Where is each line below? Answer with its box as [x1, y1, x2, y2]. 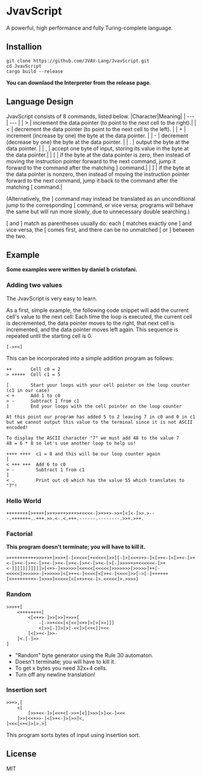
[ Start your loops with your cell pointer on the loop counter [6, 382, 190, 388]
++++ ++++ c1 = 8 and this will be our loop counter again [6, 450, 161, 457]
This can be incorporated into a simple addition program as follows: [6, 354, 174, 362]
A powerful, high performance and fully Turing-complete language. [6, 24, 173, 31]
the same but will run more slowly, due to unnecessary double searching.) [6, 207, 190, 215]
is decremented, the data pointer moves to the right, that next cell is [6, 319, 175, 327]
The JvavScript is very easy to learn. [6, 294, 98, 302]
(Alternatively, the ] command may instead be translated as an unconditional [6, 195, 196, 202]
